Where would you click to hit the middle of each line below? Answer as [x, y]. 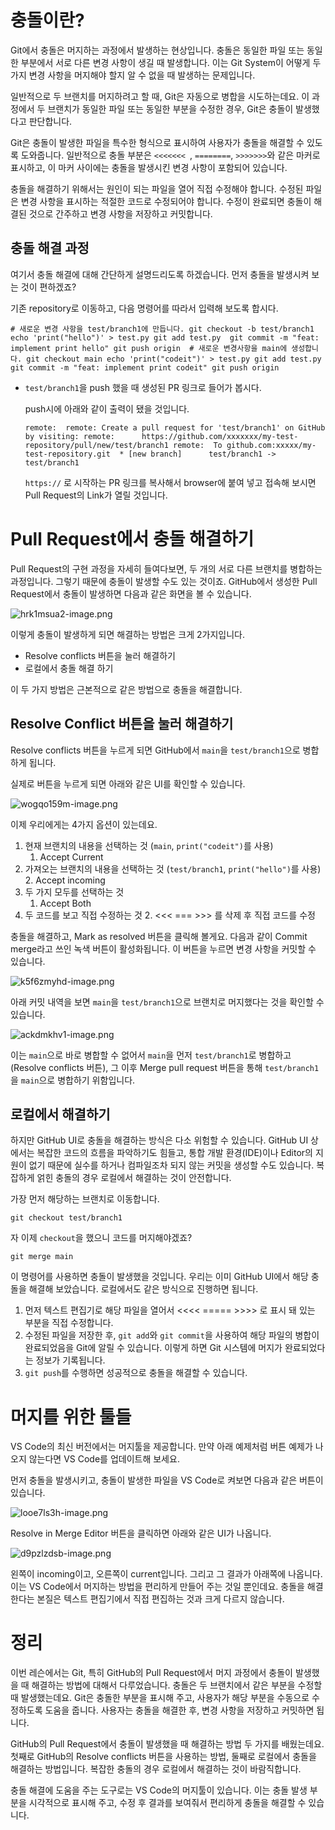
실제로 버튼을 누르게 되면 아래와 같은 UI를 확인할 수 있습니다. [128, 783]
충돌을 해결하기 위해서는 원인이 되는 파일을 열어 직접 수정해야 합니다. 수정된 [157, 188]
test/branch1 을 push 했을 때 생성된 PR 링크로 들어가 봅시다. [143, 387]
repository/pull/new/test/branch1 [96, 445]
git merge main [42, 1257]
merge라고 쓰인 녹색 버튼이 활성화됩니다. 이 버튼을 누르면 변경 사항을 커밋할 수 [163, 948]
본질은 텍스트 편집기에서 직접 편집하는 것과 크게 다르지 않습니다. [160, 1599]
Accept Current [71, 857]
